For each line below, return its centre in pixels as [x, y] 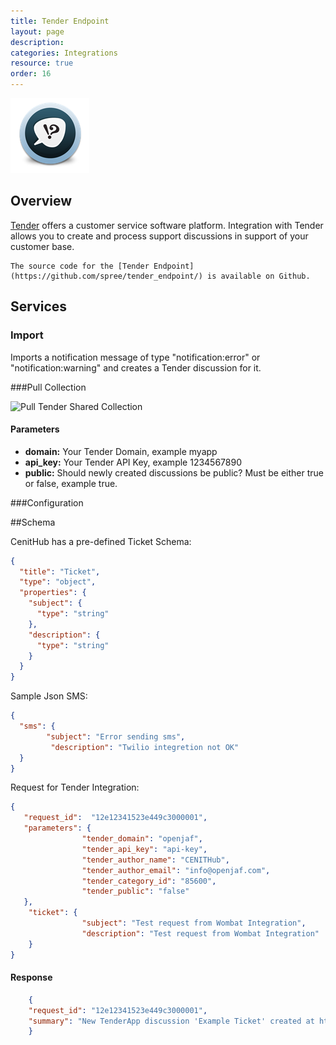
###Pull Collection [48, 387]
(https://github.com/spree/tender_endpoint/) [106, 276]
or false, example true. [71, 483]
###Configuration [47, 502]
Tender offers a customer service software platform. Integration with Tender [167, 225]
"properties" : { [53, 593]
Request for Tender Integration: [75, 787]
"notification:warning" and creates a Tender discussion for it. [136, 367]
